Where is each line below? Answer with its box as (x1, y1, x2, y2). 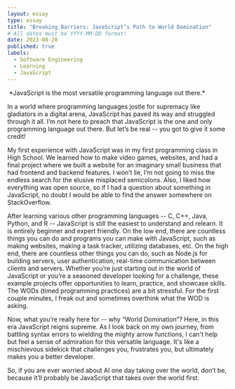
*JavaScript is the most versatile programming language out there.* (8, 89, 206, 97)
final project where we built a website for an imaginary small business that (7, 160, 222, 169)
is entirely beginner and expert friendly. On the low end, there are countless (7, 227, 226, 235)
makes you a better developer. (7, 352, 95, 361)
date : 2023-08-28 (7, 37, 58, 44)
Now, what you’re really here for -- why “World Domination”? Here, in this (7, 314, 220, 324)
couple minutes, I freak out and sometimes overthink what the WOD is (7, 293, 210, 302)
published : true (7, 43, 55, 50)
